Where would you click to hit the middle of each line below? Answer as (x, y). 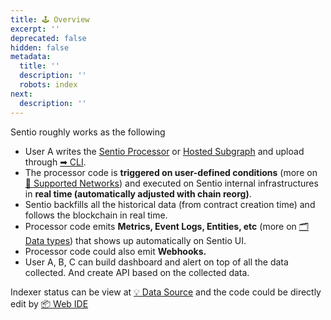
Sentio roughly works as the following (88, 132)
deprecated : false (48, 38)
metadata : (31, 57)
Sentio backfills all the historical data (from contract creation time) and (170, 204)
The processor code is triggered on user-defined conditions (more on (171, 172)
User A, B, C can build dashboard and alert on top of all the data (156, 262)
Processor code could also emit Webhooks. (115, 251)
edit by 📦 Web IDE (49, 303)
